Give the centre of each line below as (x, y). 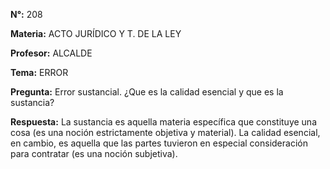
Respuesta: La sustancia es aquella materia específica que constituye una (164, 122)
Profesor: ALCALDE (51, 53)
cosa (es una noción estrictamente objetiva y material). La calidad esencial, (165, 132)
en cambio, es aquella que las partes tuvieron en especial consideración (159, 143)
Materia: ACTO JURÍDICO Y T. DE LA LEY (96, 33)
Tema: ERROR (39, 72)
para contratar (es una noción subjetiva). (94, 153)
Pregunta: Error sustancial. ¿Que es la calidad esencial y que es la (147, 92)
